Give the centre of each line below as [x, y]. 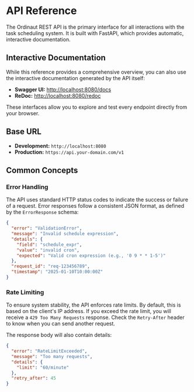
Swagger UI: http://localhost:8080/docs [63, 90]
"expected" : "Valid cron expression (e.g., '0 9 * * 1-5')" [91, 256]
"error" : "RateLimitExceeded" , [49, 351]
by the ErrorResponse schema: [42, 212]
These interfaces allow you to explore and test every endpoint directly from [97, 107]
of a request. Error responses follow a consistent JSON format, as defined [95, 206]
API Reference [41, 11]
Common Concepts [42, 170]
